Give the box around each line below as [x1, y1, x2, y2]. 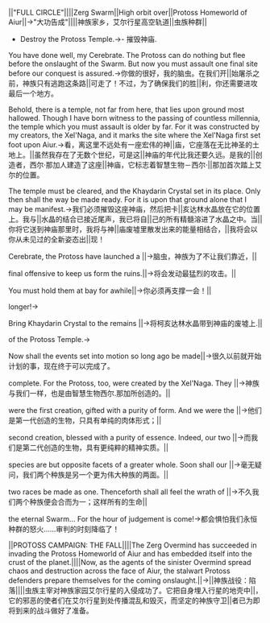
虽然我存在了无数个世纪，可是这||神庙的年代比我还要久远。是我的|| [34, 150, 255, 159]
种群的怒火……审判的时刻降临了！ [8, 524, 120, 534]
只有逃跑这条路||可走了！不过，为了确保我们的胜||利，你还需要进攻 [35, 79, 258, 88]
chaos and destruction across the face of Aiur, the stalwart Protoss [8, 566, 231, 576]
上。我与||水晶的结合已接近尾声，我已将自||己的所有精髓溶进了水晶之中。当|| [8, 214, 263, 224]
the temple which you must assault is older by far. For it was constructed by [8, 122, 260, 131]
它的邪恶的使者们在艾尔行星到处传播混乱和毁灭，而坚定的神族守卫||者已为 [8, 596, 254, 605]
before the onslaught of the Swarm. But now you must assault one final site [8, 59, 258, 68]
